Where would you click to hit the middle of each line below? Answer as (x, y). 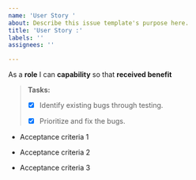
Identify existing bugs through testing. (101, 105)
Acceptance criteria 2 (55, 152)
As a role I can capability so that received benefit (90, 75)
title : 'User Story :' (45, 30)
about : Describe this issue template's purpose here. (99, 23)
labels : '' (26, 38)
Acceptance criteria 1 (54, 137)
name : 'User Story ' (42, 15)
